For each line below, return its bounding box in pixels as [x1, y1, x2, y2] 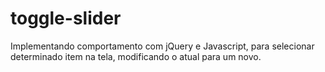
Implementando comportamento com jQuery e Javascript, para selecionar [10, 40, 315, 52]
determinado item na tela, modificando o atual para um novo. [10, 50, 262, 62]
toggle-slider [10, 7, 122, 30]
